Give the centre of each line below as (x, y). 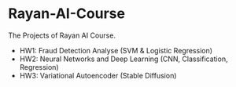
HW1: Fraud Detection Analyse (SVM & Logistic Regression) (116, 50)
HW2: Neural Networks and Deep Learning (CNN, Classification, (124, 59)
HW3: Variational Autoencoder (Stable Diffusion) (98, 75)
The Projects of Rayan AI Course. (62, 35)
